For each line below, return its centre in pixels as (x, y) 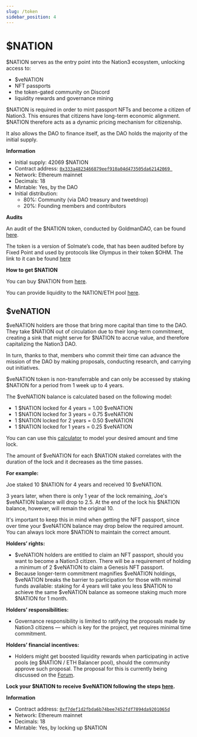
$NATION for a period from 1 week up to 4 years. (65, 385)
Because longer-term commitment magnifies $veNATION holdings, (95, 574)
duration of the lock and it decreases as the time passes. (75, 462)
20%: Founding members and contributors (75, 206)
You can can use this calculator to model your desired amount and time (92, 438)
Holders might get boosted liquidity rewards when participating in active (102, 656)
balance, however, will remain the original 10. (60, 509)
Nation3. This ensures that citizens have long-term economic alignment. (93, 116)
